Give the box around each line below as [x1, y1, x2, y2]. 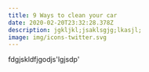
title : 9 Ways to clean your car [8, 11, 118, 20]
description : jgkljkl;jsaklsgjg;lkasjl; [8, 26, 143, 34]
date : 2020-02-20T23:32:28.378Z [8, 19, 114, 27]
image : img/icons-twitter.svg [8, 33, 107, 41]
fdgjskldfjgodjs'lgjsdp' [8, 55, 80, 64]
